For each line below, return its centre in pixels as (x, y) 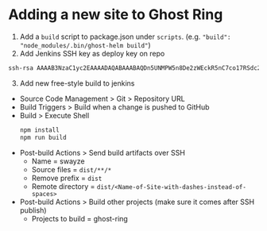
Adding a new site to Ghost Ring (116, 15)
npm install (39, 130)
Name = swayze (58, 161)
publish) (33, 210)
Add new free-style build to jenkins (77, 83)
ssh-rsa (21, 68)
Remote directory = (63, 186)
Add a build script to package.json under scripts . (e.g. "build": (125, 37)
